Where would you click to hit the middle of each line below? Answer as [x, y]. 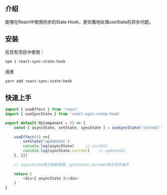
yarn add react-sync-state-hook [39, 81]
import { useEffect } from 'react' [42, 109]
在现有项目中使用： [25, 52]
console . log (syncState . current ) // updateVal [74, 151]
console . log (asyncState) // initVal [65, 146]
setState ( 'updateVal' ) [46, 142]
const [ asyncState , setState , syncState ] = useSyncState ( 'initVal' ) [89, 128]
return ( [23, 174]
